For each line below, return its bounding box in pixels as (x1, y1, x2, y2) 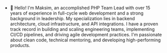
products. (10, 42, 30, 48)
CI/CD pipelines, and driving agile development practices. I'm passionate (10, 32, 162, 37)
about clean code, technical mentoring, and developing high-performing (10, 37, 161, 43)
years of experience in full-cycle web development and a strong (10, 10, 144, 16)
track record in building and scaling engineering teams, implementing (10, 26, 155, 32)
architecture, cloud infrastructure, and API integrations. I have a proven (10, 21, 158, 27)
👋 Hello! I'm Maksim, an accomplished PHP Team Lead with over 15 (10, 5, 151, 11)
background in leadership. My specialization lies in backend (10, 16, 135, 21)
